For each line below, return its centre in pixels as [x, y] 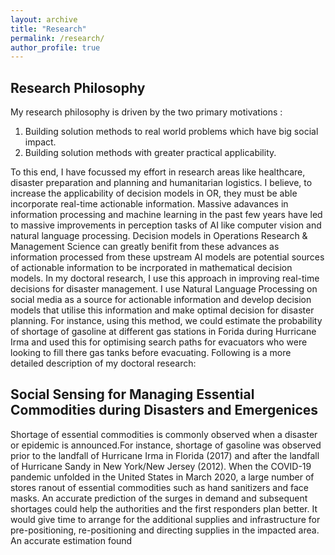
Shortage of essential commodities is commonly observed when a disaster [164, 434]
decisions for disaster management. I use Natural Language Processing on [164, 289]
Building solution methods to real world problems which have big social [171, 132]
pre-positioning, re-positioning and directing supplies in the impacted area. [165, 530]
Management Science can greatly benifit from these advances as [145, 247]
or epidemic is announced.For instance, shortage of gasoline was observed [166, 445]
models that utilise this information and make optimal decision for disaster [162, 310]
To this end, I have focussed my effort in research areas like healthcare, [158, 172]
